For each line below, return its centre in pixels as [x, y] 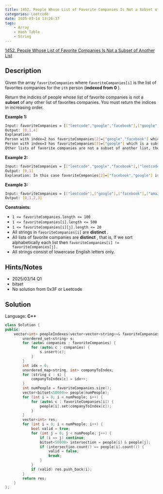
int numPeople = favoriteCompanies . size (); [67, 388]
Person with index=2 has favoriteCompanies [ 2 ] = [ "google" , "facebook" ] [77, 139]
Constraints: [18, 207]
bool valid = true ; [50, 429]
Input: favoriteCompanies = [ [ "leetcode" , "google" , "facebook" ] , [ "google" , [82, 126]
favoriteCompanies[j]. [35, 247]
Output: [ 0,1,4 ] [21, 130]
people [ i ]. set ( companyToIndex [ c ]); [75, 406]
